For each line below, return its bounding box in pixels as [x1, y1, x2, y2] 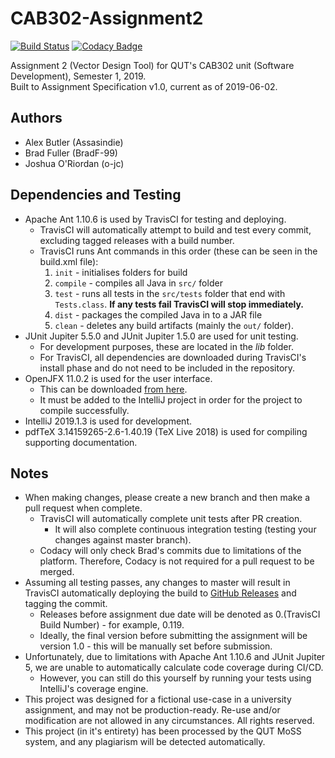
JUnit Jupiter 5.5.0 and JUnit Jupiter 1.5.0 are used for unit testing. [24, 330, 299, 342]
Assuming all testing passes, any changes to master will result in [24, 577, 291, 589]
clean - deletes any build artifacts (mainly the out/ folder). [54, 319, 294, 331]
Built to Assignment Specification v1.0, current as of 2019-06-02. [10, 80, 278, 92]
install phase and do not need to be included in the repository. [39, 362, 296, 374]
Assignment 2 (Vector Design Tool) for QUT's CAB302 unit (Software [10, 59, 295, 71]
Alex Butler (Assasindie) [24, 136, 124, 148]
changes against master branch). [54, 534, 192, 546]
